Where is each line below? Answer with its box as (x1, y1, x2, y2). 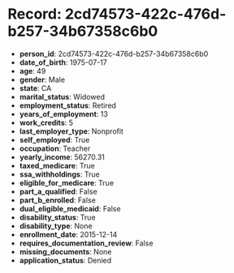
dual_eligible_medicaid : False (19, 203, 121, 213)
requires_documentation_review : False (19, 238, 154, 248)
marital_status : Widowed (19, 92, 105, 101)
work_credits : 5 (19, 117, 74, 127)
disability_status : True (19, 212, 96, 222)
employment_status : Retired (19, 100, 117, 110)
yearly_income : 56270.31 (19, 151, 105, 162)
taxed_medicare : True (19, 160, 95, 170)
